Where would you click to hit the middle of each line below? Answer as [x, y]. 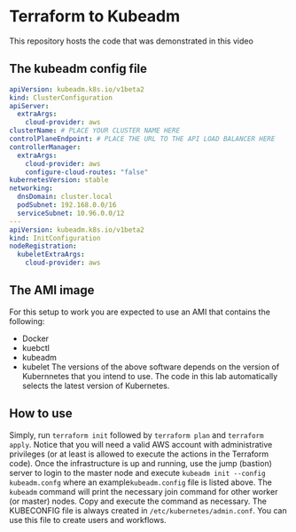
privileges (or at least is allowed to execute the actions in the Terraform [139, 454]
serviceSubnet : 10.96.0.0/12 [71, 213]
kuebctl [36, 347]
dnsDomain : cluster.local [65, 197]
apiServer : [29, 106]
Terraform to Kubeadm [95, 16]
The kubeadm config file [78, 69]
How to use [41, 413]
